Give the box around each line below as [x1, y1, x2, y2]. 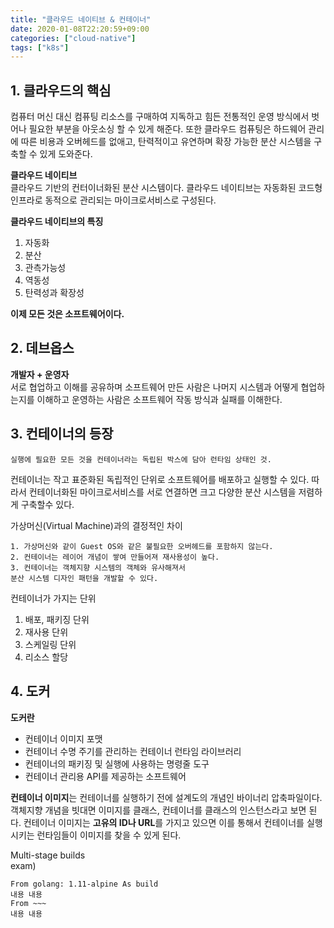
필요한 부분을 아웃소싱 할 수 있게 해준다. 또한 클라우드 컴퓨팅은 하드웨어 [28, 123, 307, 135]
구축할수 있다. [20, 498, 75, 510]
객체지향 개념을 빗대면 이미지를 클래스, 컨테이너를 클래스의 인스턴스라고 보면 [10, 804, 307, 816]
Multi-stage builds [10, 849, 86, 861]
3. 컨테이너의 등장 [10, 426, 114, 443]
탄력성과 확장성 [24, 287, 85, 299]
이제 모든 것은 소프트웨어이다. [10, 308, 125, 320]
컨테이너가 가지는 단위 [10, 592, 97, 604]
